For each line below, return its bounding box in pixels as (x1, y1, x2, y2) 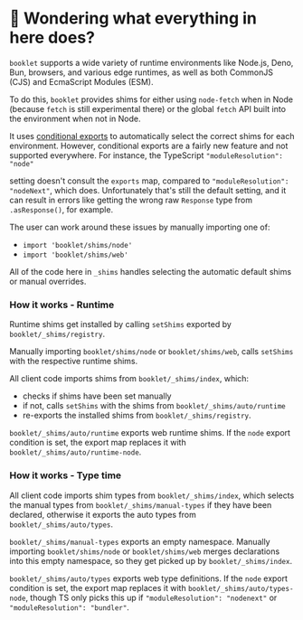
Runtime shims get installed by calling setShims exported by (9, 319, 232, 330)
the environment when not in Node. (9, 113, 141, 124)
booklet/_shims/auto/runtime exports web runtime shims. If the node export (9, 427, 291, 438)
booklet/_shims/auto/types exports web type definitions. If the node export (9, 573, 288, 584)
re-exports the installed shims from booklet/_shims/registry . (22, 410, 251, 421)
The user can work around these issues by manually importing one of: (9, 221, 270, 232)
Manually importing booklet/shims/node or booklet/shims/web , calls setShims (9, 346, 294, 357)
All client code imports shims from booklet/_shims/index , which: (9, 373, 250, 384)
